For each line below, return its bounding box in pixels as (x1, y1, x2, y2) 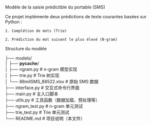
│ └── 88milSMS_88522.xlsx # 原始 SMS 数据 (5, 79, 99, 84)
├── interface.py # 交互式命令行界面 (5, 85, 80, 91)
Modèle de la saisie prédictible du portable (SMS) (5, 4, 106, 10)
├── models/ (5, 55, 32, 61)
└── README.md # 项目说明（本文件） (5, 116, 85, 121)
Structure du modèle (5, 46, 47, 51)
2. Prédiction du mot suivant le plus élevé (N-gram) (5, 37, 118, 42)
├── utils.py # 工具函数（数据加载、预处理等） (5, 97, 100, 103)
